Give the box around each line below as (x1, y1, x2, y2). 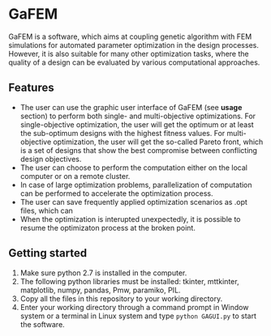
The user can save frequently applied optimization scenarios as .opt (19, 197, 247, 206)
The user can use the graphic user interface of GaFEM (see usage (19, 102, 243, 112)
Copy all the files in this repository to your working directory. (19, 293, 223, 304)
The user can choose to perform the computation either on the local (19, 163, 247, 172)
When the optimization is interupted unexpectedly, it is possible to (19, 214, 241, 223)
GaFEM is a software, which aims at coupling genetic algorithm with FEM (8, 32, 252, 41)
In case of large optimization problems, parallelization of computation (19, 180, 253, 189)
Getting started (8, 246, 88, 260)
